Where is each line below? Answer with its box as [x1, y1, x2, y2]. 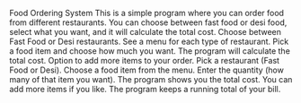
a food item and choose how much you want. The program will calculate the [9, 46, 290, 56]
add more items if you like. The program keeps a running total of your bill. [9, 84, 281, 94]
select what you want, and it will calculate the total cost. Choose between [9, 27, 281, 37]
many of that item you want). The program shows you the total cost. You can [9, 74, 293, 84]
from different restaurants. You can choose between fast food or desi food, [9, 17, 288, 28]
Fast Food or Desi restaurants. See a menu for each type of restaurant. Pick [9, 36, 289, 47]
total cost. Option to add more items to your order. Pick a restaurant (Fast [9, 56, 280, 65]
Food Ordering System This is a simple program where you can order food [9, 8, 285, 18]
